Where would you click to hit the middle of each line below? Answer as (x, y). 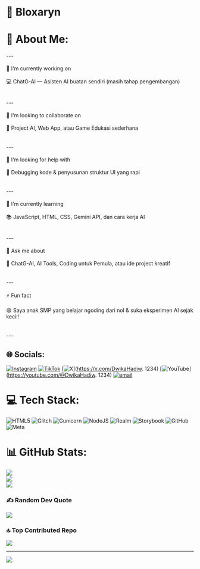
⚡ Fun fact (19, 296)
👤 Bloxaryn (34, 12)
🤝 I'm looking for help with (38, 160)
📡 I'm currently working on (39, 68)
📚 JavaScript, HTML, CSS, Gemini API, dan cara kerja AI (76, 217)
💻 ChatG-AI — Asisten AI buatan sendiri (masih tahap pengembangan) (93, 82)
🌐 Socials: (26, 354)
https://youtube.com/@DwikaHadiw (51, 375)
